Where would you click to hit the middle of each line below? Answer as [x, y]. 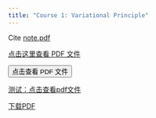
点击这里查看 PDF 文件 [44, 54]
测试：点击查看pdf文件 [45, 89]
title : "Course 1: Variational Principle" [78, 15]
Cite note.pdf [29, 38]
